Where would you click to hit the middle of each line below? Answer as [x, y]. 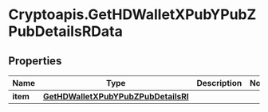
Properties [35, 61]
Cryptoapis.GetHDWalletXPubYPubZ [132, 15]
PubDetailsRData [66, 31]
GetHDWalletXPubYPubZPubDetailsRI [116, 97]
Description [219, 83]
